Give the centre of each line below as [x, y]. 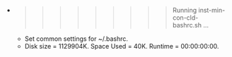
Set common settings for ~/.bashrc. [76, 39]
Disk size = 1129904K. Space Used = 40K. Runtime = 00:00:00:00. [122, 46]
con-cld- [185, 18]
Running [185, 10]
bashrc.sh [187, 25]
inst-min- [211, 10]
